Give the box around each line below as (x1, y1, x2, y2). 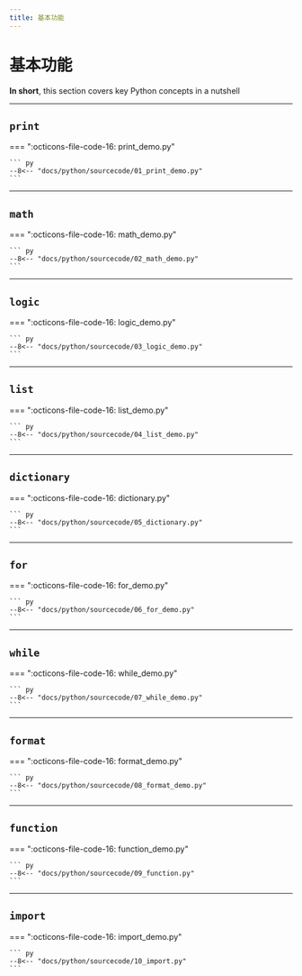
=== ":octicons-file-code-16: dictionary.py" (9, 492, 171, 503)
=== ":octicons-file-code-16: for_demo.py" (9, 580, 169, 591)
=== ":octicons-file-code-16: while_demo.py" (9, 668, 178, 679)
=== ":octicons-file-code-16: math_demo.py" (9, 229, 177, 240)
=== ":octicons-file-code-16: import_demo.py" (9, 931, 182, 942)
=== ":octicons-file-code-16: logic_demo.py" (9, 317, 176, 327)
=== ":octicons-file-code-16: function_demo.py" (9, 844, 189, 854)
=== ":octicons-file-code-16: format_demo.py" (9, 756, 182, 767)
